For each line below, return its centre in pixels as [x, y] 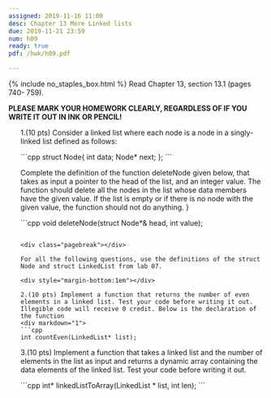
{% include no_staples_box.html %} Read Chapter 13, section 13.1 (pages [130, 84]
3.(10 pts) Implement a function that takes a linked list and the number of [141, 353]
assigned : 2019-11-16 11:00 [56, 16]
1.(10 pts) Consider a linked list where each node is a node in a [124, 132]
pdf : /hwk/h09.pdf [39, 54]
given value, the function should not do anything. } [104, 207]
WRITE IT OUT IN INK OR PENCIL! [65, 117]
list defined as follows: [80, 141]
